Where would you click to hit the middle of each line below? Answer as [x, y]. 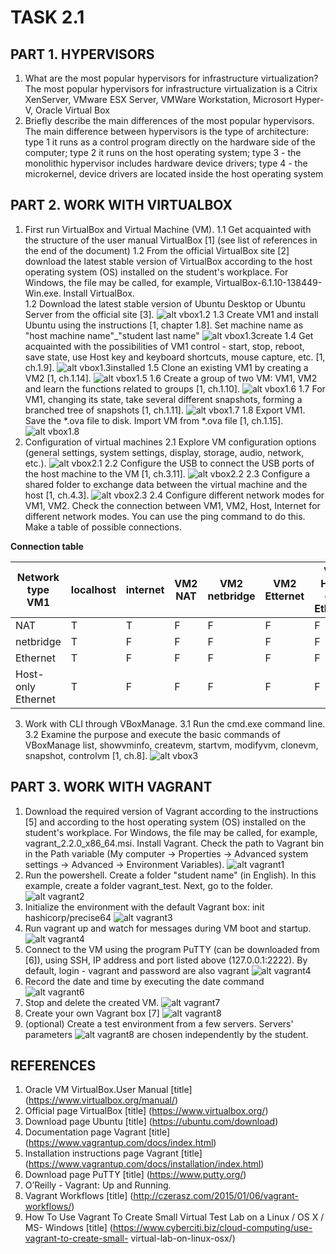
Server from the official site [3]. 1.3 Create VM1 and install [171, 314]
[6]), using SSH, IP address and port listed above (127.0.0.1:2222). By [166, 960]
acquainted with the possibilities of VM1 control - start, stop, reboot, [164, 346]
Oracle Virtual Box [72, 110]
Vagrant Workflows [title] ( [79, 1196]
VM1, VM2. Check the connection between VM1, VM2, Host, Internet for [172, 505]
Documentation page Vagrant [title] [97, 1132]
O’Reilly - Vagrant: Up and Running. [98, 1185]
